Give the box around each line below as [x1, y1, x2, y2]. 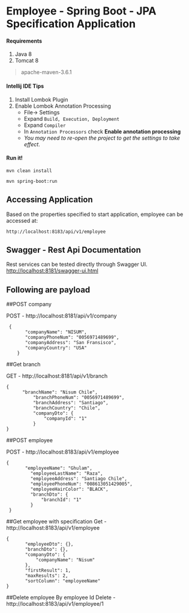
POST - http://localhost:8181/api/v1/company [6, 312, 117, 319]
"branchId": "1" [41, 497, 82, 503]
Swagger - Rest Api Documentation [6, 245, 141, 255]
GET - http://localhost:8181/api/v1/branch [6, 372, 108, 380]
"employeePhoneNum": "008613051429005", [30, 481, 133, 487]
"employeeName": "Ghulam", [25, 465, 93, 472]
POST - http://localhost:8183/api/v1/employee [6, 448, 119, 455]
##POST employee [6, 437, 53, 444]
